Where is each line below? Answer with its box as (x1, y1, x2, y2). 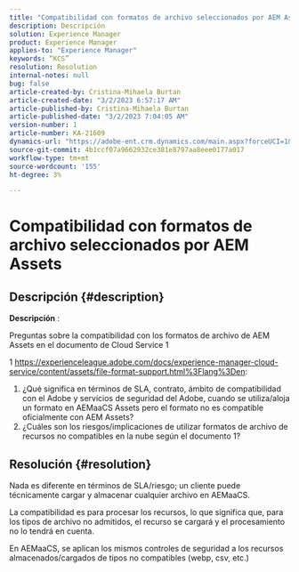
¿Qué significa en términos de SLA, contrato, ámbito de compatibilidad (21, 383, 282, 394)
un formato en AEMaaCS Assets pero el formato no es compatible (21, 402, 264, 414)
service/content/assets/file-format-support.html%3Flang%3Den (9, 367, 246, 377)
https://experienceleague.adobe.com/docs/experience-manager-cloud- (14, 357, 279, 367)
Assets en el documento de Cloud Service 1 (9, 340, 169, 350)
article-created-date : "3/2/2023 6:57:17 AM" (9, 95, 181, 105)
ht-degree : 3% (9, 170, 62, 179)
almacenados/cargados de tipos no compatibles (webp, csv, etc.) (9, 552, 249, 563)
